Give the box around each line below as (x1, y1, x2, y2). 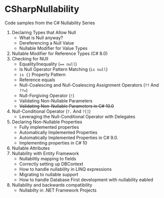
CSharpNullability (4, 3, 80, 15)
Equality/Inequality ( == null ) (19, 61, 77, 67)
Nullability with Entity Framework (11, 150, 79, 156)
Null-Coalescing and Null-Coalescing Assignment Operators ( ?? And (19, 82, 159, 88)
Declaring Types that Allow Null (11, 29, 76, 35)
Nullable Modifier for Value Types (19, 45, 88, 51)
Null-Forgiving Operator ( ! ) (19, 93, 75, 99)
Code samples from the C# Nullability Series (4, 20, 95, 26)
